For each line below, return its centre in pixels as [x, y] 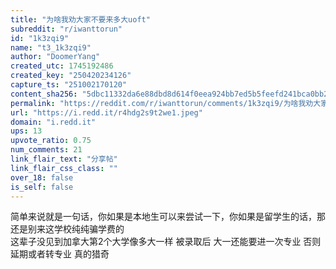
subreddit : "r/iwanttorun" [66, 29]
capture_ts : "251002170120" [69, 85]
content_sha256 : [44, 94]
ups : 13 [26, 131]
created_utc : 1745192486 [62, 66]
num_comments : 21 [46, 150]
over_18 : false [42, 177]
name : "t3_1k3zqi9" [51, 47]
